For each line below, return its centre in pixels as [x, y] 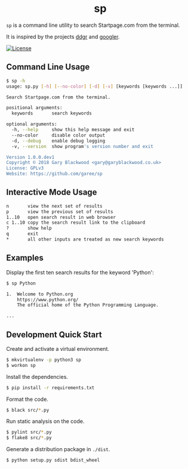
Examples [25, 258]
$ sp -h [16, 81]
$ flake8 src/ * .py [29, 438]
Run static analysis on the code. [45, 421]
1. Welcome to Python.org [40, 294]
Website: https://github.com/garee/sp [54, 174]
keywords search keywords [52, 113]
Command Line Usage [48, 67]
